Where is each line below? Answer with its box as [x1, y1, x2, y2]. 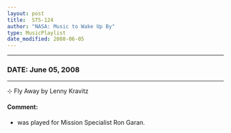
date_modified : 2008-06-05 [7, 36, 85, 43]
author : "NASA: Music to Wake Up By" [7, 23, 115, 30]
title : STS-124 [7, 17, 54, 23]
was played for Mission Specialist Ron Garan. [16, 118, 146, 126]
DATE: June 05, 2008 [7, 65, 80, 74]
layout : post [7, 10, 45, 17]
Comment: [7, 103, 38, 111]
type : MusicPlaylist [7, 29, 67, 37]
